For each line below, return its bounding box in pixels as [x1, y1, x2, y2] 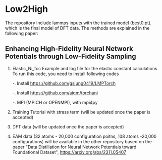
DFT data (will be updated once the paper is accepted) [12, 123, 124, 129]
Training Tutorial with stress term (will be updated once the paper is [12, 109, 151, 115]
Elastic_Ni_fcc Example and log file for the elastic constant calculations [12, 65, 158, 71]
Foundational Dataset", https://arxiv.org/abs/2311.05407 [12, 149, 126, 155]
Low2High [5, 3, 48, 15]
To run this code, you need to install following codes [12, 71, 119, 77]
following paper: [5, 30, 39, 36]
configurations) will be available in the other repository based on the [12, 138, 152, 144]
